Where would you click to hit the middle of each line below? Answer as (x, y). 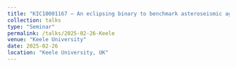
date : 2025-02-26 (33, 46)
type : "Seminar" (31, 27)
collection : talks (34, 20)
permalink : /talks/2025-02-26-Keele (61, 33)
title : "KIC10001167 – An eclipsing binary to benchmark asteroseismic (115, 14)
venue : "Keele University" (47, 40)
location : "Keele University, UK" (58, 53)
